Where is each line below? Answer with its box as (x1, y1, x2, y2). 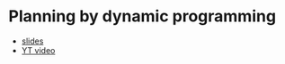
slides (21, 36, 44, 46)
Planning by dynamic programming (8, 6, 276, 27)
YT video (21, 44, 56, 55)
